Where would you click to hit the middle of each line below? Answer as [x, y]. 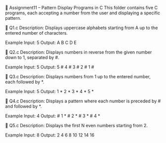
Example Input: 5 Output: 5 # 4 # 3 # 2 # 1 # [50, 67]
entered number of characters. [36, 33]
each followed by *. [25, 82]
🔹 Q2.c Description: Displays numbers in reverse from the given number [79, 52]
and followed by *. [24, 106]
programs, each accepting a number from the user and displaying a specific [83, 13]
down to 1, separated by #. [32, 57]
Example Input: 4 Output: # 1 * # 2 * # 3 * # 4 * [53, 116]
